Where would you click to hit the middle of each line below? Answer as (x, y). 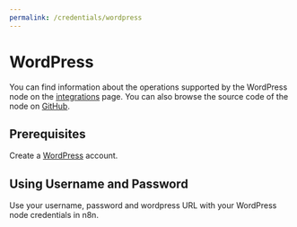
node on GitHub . (39, 106)
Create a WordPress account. (64, 156)
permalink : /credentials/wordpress (76, 17)
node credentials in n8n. (54, 215)
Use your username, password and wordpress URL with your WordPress (143, 205)
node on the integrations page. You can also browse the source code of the (149, 96)
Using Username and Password (99, 183)
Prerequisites (48, 134)
